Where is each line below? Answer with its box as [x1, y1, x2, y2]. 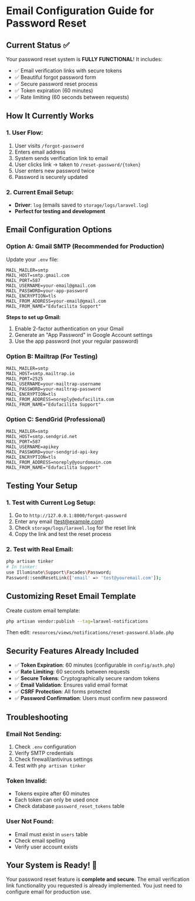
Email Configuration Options [6, 225, 112, 235]
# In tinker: [6, 564, 38, 570]
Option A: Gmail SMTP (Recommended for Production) [6, 243, 164, 251]
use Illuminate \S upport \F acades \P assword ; [6, 569, 112, 575]
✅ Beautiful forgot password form [14, 74, 97, 81]
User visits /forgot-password [14, 142, 84, 149]
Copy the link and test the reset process [14, 530, 112, 537]
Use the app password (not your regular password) [14, 337, 139, 344]
